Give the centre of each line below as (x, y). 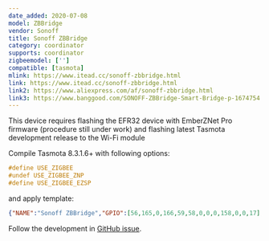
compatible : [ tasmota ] (46, 68)
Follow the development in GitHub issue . (75, 228)
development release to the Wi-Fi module (77, 138)
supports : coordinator (46, 53)
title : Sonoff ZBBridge (48, 38)
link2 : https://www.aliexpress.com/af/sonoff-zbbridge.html (111, 90)
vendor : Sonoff (34, 31)
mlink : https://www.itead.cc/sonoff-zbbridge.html (95, 76)
